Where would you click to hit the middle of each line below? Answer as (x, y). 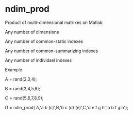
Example (14, 70)
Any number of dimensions (32, 32)
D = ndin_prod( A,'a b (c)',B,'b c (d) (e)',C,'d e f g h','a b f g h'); (67, 107)
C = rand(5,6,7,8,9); (24, 98)
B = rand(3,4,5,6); (23, 88)
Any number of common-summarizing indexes (51, 51)
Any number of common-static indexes (44, 41)
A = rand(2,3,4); (21, 79)
